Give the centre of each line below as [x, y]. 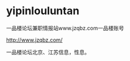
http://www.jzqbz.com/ [34, 40]
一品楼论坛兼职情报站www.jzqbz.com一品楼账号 [65, 28]
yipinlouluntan [43, 11]
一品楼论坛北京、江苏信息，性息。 [48, 52]
